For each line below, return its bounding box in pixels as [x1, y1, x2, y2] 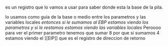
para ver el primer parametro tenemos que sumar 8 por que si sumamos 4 [5, 30, 160, 35]
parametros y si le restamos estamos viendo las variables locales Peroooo [5, 24, 161, 30]
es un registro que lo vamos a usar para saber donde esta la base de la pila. [5, 4, 163, 10]
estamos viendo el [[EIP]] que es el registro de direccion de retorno [5, 35, 146, 41]
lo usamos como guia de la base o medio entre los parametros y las [5, 14, 146, 19]
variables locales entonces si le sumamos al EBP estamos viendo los [5, 19, 149, 25]
